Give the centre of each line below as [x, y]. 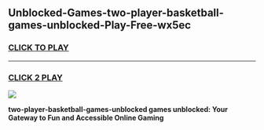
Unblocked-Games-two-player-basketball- [116, 13]
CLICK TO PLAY [38, 48]
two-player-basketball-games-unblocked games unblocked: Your [118, 109]
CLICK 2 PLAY [35, 77]
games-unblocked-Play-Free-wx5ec [99, 26]
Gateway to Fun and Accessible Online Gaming [86, 117]
